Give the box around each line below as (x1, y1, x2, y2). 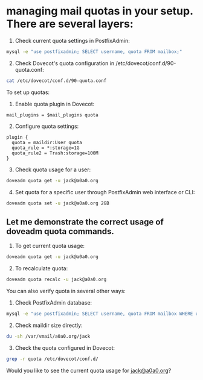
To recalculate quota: (14, 265, 68, 272)
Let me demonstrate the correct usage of (6, 217, 164, 227)
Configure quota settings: (14, 122, 79, 130)
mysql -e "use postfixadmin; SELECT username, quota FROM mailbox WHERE (6, 311, 193, 317)
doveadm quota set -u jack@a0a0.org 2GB (6, 200, 110, 206)
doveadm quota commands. (6, 226, 115, 236)
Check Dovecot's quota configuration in (14, 59, 115, 67)
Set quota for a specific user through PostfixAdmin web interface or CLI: (14, 188, 195, 195)
